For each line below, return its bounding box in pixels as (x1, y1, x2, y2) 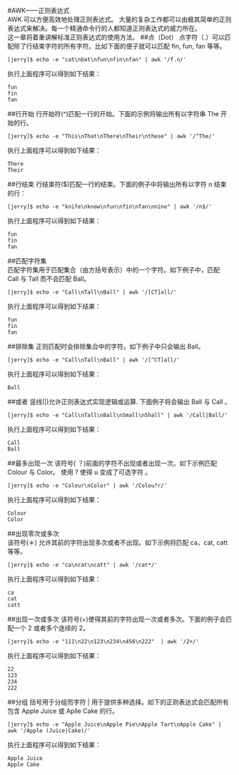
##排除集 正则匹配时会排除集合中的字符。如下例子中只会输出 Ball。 (7, 342, 205, 351)
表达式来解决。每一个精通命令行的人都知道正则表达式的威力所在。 (7, 24, 201, 32)
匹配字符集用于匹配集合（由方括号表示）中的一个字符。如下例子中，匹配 (7, 266, 220, 274)
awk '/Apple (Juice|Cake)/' (7, 727, 91, 734)
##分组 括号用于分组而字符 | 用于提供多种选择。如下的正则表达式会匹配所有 (7, 698, 230, 706)
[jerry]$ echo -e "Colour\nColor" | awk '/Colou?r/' (7, 482, 168, 489)
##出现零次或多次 (7, 530, 59, 538)
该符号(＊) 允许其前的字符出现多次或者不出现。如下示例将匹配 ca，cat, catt (7, 538, 228, 547)
